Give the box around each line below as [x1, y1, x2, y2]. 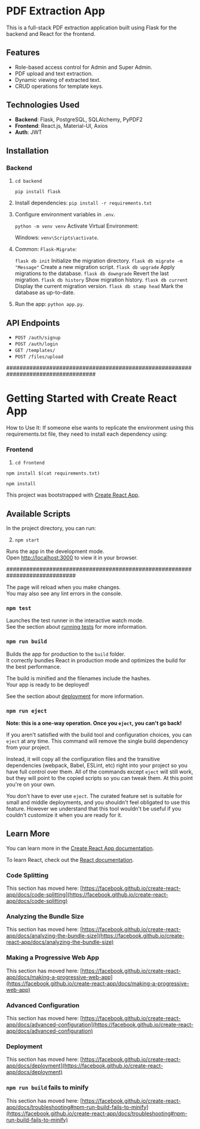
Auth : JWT [14, 128, 42, 136]
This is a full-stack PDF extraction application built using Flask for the [6, 24, 177, 31]
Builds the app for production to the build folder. [6, 650, 126, 657]
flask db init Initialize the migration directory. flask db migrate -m [14, 257, 183, 264]
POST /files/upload [14, 354, 64, 360]
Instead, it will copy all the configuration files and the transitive [6, 755, 160, 763]
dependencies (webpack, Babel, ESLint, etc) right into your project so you [6, 762, 188, 769]
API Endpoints [6, 318, 60, 328]
